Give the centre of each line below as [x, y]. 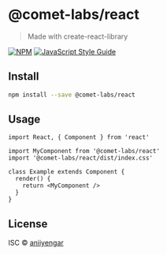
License [28, 224]
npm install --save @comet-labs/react [72, 95]
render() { [33, 179]
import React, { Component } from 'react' [79, 137]
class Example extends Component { [67, 172]
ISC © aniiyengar [36, 243]
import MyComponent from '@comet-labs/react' [84, 152]
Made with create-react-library [78, 36]
